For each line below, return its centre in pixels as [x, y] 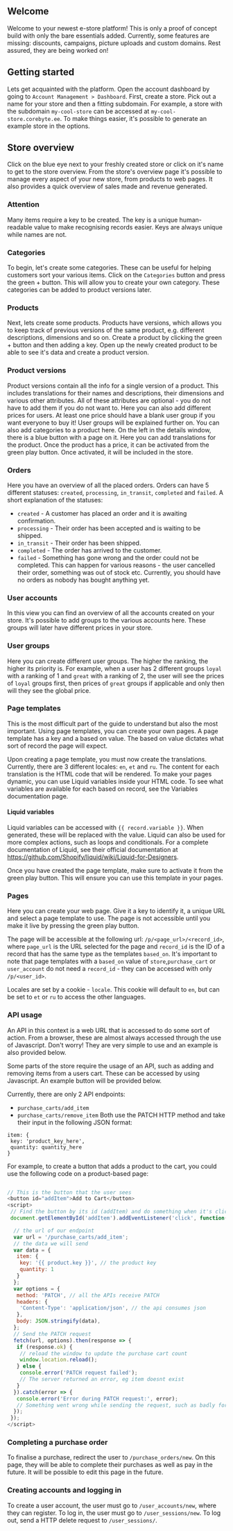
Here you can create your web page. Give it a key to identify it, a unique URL [116, 911]
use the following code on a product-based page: [78, 1173]
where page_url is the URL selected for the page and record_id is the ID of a [116, 947]
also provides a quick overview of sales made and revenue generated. [107, 186]
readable [20, 227]
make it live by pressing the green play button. [73, 926]
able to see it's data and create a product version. [78, 352]
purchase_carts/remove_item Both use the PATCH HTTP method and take [121, 1115]
